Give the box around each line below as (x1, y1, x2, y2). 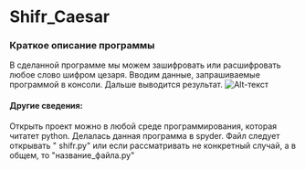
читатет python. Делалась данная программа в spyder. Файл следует (9, 130, 280, 141)
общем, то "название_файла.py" (9, 149, 135, 161)
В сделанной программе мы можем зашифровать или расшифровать (9, 59, 281, 70)
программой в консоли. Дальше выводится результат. (9, 80, 224, 90)
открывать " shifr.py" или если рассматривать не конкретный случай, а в (9, 140, 297, 151)
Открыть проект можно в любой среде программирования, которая (9, 121, 278, 132)
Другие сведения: (9, 101, 84, 112)
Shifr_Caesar (9, 6, 110, 27)
